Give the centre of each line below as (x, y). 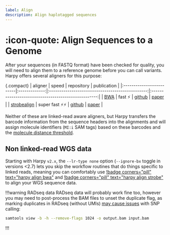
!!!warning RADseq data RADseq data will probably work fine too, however (83, 193)
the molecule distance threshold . (40, 133)
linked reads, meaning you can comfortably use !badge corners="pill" (78, 172)
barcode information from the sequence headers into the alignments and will (86, 122)
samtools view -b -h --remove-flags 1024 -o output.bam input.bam (77, 218)
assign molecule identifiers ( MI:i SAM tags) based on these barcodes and (83, 127)
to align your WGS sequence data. (41, 183)
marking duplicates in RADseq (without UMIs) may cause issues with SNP (82, 204)
